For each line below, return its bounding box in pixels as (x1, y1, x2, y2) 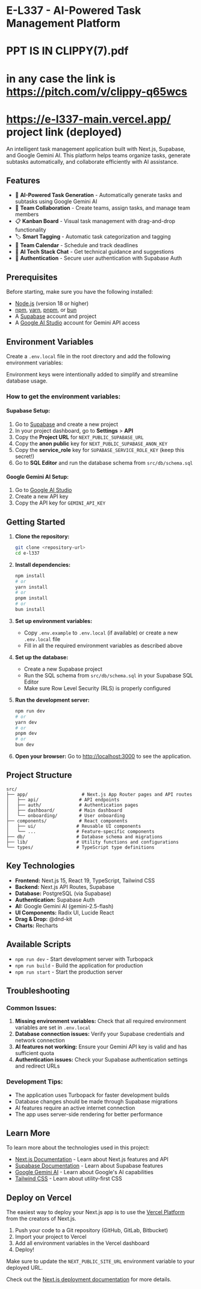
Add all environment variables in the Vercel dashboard (14, 1239, 150, 1247)
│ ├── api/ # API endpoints (6, 796, 120, 803)
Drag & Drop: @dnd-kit (14, 915, 72, 922)
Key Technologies (6, 861, 75, 871)
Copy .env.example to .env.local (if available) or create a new (23, 629, 178, 636)
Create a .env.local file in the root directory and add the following (6, 352, 170, 360)
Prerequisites (6, 272, 58, 282)
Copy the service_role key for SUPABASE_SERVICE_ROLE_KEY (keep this (14, 447, 185, 454)
